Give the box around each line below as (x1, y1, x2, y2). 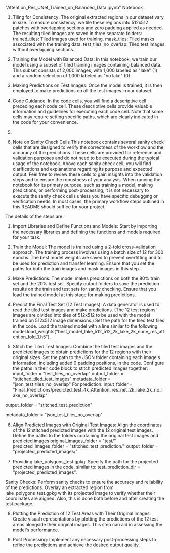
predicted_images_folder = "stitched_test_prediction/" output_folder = (12, 443, 158, 449)
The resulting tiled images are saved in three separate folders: (12, 30, 142, 36)
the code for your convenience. (12, 119, 78, 125)
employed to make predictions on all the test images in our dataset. (12, 88, 153, 93)
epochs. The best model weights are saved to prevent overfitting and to (12, 255, 162, 261)
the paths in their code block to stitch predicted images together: (12, 365, 148, 371)
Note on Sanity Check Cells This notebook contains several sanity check (12, 139, 164, 145)
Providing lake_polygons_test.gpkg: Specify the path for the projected (12, 459, 158, 464)
